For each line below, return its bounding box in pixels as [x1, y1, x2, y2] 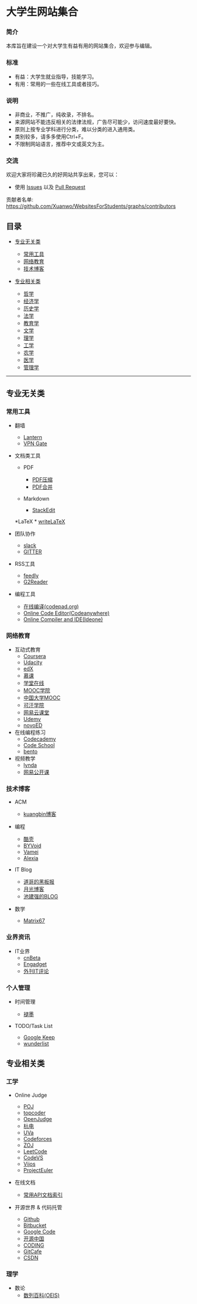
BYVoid [23, 842, 42, 850]
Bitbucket [23, 1222, 47, 1229]
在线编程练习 [14, 729, 46, 736]
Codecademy [23, 735, 56, 742]
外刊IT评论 [23, 967, 49, 974]
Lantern [23, 433, 43, 440]
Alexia [23, 855, 39, 862]
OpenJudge [23, 1115, 52, 1122]
